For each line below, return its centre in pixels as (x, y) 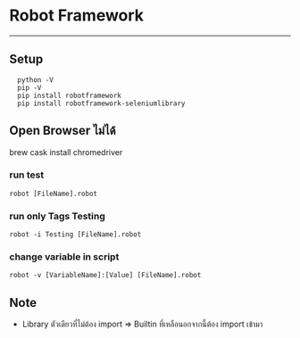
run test (27, 175)
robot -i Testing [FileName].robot (75, 235)
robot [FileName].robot (54, 194)
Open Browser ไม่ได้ (62, 131)
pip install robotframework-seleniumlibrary (101, 103)
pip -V (29, 87)
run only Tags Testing (57, 216)
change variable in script (64, 257)
